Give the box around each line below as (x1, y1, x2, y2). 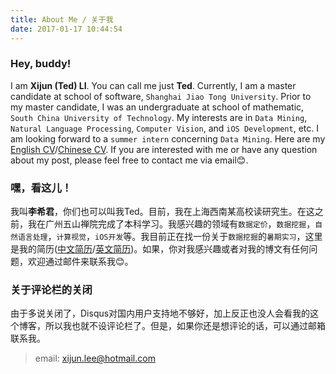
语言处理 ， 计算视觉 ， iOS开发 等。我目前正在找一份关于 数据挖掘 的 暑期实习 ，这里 (17, 231, 323, 243)
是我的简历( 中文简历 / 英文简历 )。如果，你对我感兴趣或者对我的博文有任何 (10, 243, 310, 255)
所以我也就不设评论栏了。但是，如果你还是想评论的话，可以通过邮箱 (44, 320, 326, 332)
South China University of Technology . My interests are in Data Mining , (10, 111, 308, 123)
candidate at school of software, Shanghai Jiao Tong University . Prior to (10, 90, 312, 102)
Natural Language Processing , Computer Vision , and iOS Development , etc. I (10, 122, 319, 134)
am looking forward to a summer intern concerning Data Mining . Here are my (10, 132, 326, 145)
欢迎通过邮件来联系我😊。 (27, 256, 134, 268)
